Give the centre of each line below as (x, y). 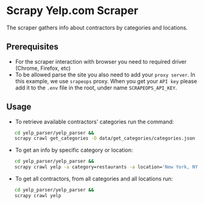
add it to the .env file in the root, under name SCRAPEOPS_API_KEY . (96, 88)
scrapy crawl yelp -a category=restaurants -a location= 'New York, (102, 167)
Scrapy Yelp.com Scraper (72, 11)
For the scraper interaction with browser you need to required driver (101, 61)
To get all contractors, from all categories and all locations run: (94, 179)
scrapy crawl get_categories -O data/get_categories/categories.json (105, 138)
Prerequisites (32, 47)
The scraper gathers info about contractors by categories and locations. (97, 28)
